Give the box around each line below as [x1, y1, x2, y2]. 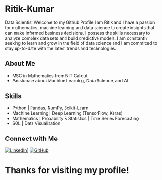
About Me [5, 60, 35, 68]
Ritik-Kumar [5, 3, 54, 15]
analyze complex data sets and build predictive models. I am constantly [5, 35, 148, 41]
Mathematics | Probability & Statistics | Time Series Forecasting [12, 115, 139, 121]
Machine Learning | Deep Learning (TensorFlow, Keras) [12, 110, 123, 116]
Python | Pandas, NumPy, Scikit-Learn [12, 105, 89, 111]
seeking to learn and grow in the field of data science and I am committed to [5, 40, 158, 46]
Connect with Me [5, 134, 58, 142]
